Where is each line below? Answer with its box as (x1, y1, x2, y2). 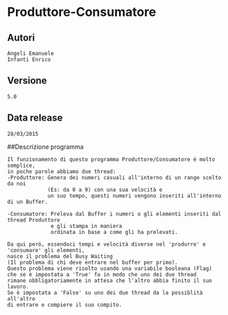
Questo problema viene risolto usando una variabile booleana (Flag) (7, 264, 213, 272)
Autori (7, 32, 35, 44)
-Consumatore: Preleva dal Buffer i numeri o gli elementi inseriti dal (7, 210, 222, 217)
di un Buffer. (7, 198, 49, 205)
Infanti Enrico (7, 56, 51, 63)
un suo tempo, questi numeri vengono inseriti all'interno (47, 192, 222, 199)
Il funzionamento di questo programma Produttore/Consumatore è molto (7, 156, 216, 163)
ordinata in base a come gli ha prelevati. (51, 228, 178, 235)
